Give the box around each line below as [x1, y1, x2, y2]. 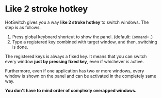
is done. [12, 44, 28, 50]
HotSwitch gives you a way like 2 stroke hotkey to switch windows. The [5, 19, 149, 25]
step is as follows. [5, 24, 41, 30]
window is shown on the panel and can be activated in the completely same [5, 73, 157, 79]
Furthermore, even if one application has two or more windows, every [5, 68, 145, 73]
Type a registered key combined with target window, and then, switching [12, 39, 158, 44]
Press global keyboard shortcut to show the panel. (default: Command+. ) [12, 34, 153, 40]
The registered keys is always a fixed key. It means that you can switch [5, 53, 147, 59]
